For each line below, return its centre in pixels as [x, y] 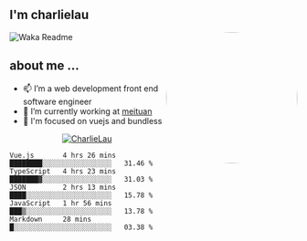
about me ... [44, 66]
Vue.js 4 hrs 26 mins [63, 155]
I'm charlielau [49, 15]
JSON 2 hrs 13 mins [63, 187]
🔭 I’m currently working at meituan [87, 111]
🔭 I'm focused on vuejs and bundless [92, 120]
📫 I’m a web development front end [90, 88]
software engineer [57, 101]
